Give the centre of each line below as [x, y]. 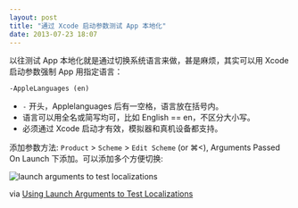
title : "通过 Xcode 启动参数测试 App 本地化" [88, 26]
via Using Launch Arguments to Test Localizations [101, 194]
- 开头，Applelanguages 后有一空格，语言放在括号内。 [123, 106]
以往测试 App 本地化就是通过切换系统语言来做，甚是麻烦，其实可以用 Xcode [149, 61]
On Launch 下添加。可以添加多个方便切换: [86, 159]
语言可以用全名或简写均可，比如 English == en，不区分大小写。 [139, 118]
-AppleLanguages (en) [50, 89]
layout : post [33, 17]
